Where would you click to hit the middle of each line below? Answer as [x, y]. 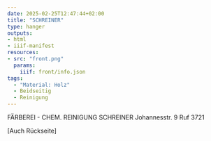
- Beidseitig [32, 91]
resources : [23, 53]
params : [25, 65]
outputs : [20, 33]
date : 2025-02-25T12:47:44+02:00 [56, 14]
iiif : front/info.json [53, 72]
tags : [15, 78]
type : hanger [26, 26]
